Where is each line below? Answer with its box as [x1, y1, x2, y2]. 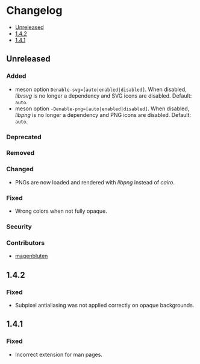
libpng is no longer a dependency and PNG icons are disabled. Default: [14, 111, 192, 118]
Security [6, 222, 32, 231]
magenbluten [14, 253, 48, 260]
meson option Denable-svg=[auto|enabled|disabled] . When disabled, [14, 86, 187, 93]
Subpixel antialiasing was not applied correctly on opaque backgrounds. [14, 301, 195, 309]
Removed [6, 149, 35, 157]
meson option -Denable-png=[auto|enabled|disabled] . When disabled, [14, 105, 190, 112]
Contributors [6, 239, 45, 247]
